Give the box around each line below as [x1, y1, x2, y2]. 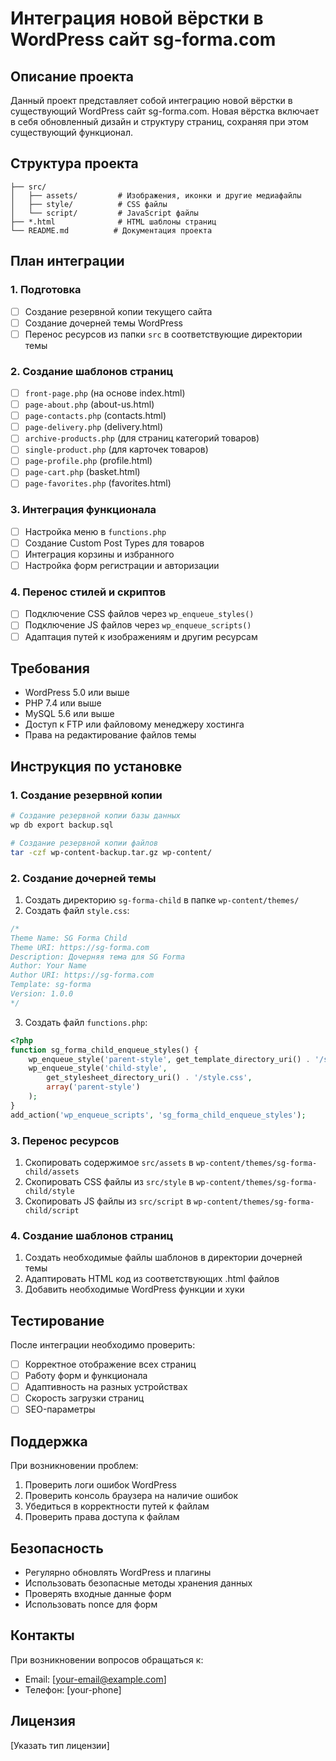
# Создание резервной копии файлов [10, 838, 159, 848]
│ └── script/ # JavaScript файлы [10, 208, 199, 218]
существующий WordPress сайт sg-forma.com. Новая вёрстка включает [10, 105, 320, 117]
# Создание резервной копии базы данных [10, 811, 182, 821]
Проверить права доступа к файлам [24, 1511, 180, 1523]
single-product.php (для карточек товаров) [24, 443, 209, 456]
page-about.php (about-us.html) [24, 398, 155, 411]
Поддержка [10, 1433, 88, 1450]
